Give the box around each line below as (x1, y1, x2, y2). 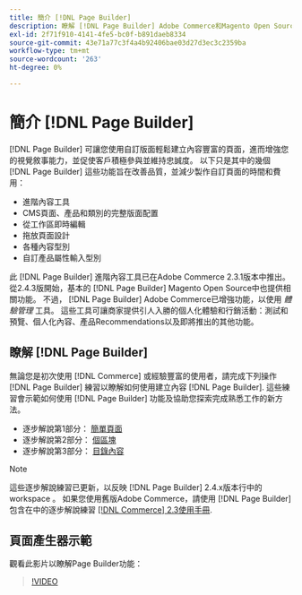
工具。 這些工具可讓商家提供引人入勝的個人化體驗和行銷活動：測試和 (34, 305, 289, 315)
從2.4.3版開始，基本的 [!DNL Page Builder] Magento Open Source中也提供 (9, 282, 284, 293)
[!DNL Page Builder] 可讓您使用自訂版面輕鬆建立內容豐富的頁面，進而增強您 (9, 143, 289, 154)
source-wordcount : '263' (9, 55, 102, 64)
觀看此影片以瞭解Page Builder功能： (9, 558, 143, 569)
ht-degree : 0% (9, 64, 63, 73)
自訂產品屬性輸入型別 (22, 252, 101, 263)
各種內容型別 (22, 241, 70, 252)
